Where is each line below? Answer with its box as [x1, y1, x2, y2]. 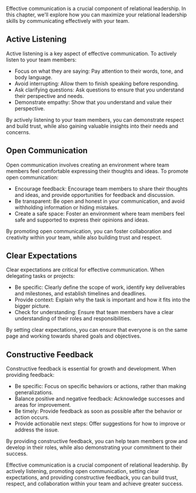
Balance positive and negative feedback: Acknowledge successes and [14, 395, 185, 402]
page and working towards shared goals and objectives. [6, 332, 142, 339]
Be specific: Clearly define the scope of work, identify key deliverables [14, 284, 185, 291]
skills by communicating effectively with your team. [6, 18, 130, 24]
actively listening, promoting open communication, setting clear [6, 468, 160, 475]
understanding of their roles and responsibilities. [14, 315, 132, 322]
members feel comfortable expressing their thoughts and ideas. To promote [6, 167, 189, 175]
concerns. [6, 128, 31, 135]
